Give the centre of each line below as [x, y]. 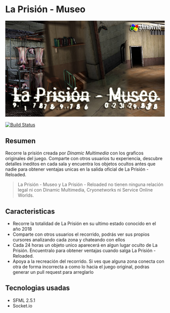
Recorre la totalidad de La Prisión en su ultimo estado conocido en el [84, 223]
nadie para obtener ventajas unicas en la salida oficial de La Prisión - [77, 169]
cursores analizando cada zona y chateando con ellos [69, 239]
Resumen [20, 141]
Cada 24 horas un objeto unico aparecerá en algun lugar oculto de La [85, 245]
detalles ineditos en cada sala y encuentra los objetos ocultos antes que [80, 164]
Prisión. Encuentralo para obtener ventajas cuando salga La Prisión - [84, 251]
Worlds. [26, 195]
